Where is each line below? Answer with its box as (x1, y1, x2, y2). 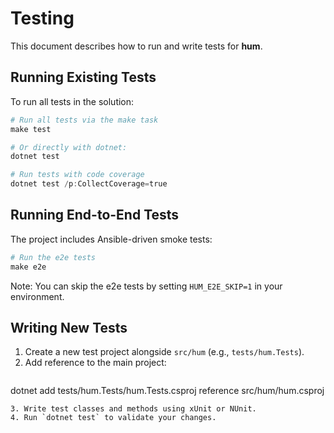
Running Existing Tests (10, 69, 157, 86)
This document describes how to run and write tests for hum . (10, 40, 263, 52)
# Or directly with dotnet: (10, 142, 128, 152)
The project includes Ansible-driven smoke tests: (10, 233, 213, 245)
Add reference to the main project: (24, 357, 167, 369)
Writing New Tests (10, 319, 128, 336)
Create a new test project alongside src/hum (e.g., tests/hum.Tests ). (24, 346, 305, 358)
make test (10, 124, 52, 134)
